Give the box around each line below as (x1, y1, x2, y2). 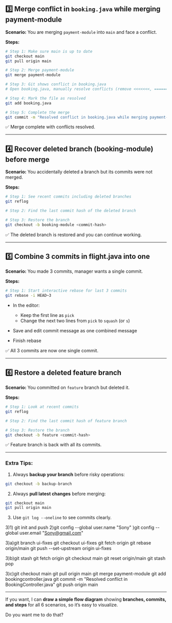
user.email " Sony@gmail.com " (19, 530, 83, 536)
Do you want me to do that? (5, 612, 64, 618)
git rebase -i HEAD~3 (5, 293, 52, 298)
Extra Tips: (5, 460, 33, 467)
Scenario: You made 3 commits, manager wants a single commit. (5, 268, 143, 274)
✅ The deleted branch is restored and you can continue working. (5, 231, 142, 238)
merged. (5, 174, 23, 180)
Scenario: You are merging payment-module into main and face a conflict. (5, 29, 157, 35)
